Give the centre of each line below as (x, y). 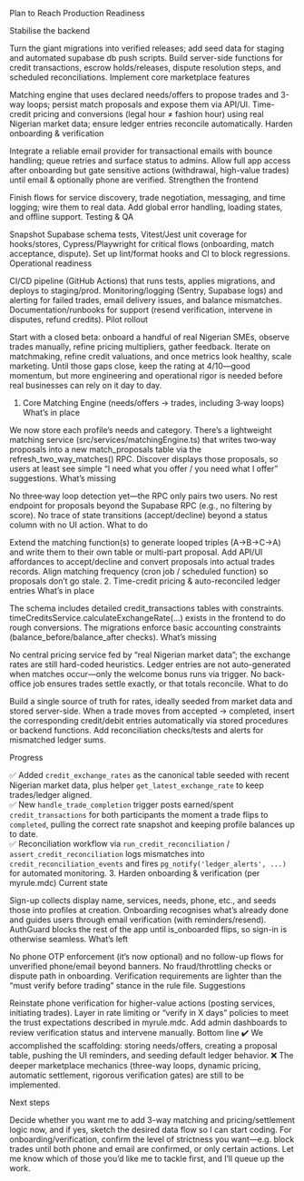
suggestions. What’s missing (63, 478)
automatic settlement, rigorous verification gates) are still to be (127, 1075)
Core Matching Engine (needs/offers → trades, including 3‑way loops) (153, 403)
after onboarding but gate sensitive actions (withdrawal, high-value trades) (149, 170)
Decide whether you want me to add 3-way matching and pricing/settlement (152, 1120)
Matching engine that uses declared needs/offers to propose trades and (144, 95)
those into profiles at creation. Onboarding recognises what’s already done (149, 910)
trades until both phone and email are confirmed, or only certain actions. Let (152, 1149)
